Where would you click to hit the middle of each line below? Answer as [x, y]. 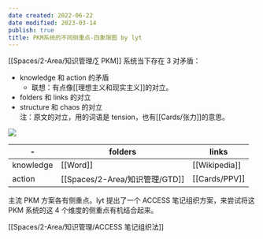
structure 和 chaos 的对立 [61, 107]
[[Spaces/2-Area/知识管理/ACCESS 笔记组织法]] [86, 227]
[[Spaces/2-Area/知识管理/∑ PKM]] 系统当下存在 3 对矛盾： [104, 61]
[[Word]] [76, 165]
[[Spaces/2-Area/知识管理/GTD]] [122, 180]
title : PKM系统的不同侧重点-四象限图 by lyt [75, 37]
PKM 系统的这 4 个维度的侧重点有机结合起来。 [83, 211]
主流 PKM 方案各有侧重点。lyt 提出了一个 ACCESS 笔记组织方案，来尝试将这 [131, 200]
